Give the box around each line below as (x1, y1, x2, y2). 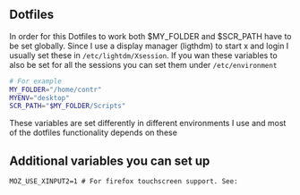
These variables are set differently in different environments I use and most (9, 118, 287, 129)
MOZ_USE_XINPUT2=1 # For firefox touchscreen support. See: (9, 177, 239, 186)
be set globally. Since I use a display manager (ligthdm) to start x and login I (9, 40, 289, 51)
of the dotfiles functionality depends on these (9, 127, 177, 138)
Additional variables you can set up (9, 153, 210, 168)
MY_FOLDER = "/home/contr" (9, 85, 102, 94)
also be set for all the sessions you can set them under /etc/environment (9, 59, 278, 70)
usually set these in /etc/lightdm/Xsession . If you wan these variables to (9, 49, 278, 61)
